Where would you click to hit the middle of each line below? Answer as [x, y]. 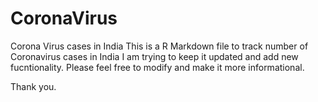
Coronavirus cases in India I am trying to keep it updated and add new [154, 56]
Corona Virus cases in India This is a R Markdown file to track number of [159, 46]
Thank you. [33, 86]
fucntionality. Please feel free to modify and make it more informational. [157, 67]
